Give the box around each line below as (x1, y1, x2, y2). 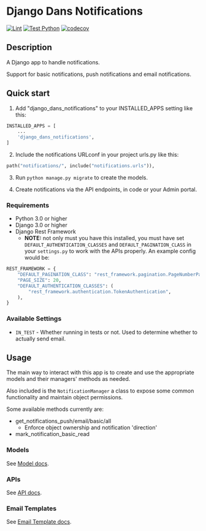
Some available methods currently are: (6, 405, 104, 413)
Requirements (6, 201, 50, 209)
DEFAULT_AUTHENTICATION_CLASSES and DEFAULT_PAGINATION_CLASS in (24, 241, 192, 249)
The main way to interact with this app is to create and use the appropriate (6, 369, 194, 376)
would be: (24, 254, 50, 262)
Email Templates (6, 504, 57, 513)
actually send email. (15, 335, 66, 342)
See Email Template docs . (6, 518, 72, 525)
